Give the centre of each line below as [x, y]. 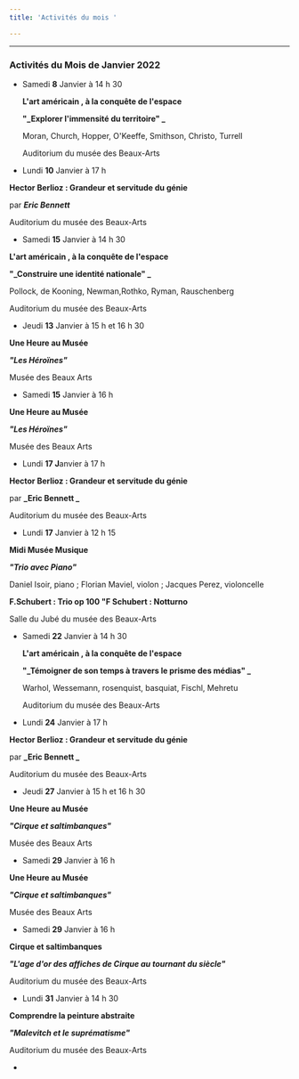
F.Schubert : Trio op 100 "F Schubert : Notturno [99, 601]
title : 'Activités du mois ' [63, 17]
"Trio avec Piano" [43, 567]
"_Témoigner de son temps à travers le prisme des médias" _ [137, 670]
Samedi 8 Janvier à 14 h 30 [72, 84]
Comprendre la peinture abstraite [72, 1015]
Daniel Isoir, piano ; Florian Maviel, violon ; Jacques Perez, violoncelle [137, 584]
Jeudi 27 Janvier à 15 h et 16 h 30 [84, 791]
